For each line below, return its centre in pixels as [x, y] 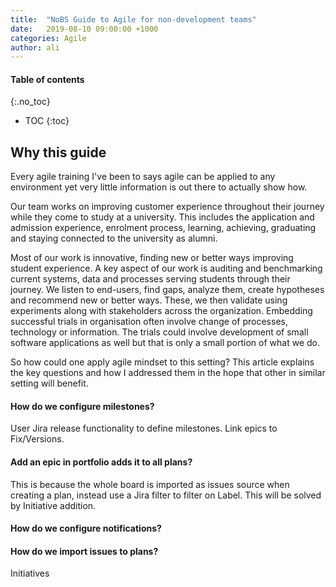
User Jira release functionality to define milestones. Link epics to [144, 428]
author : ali [35, 47]
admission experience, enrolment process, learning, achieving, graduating [163, 228]
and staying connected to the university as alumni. [114, 238]
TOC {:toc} [47, 121]
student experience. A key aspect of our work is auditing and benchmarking [166, 268]
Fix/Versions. [37, 439]
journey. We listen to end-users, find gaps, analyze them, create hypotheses [167, 290]
